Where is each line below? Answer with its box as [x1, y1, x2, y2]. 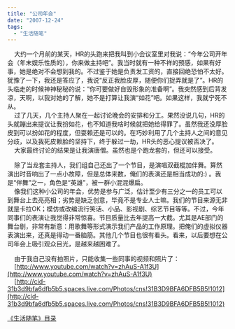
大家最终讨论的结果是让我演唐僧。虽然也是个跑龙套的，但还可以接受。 [13, 146, 217, 155]
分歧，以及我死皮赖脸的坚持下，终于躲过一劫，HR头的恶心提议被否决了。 [7, 137, 218, 146]
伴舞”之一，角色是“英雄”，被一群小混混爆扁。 [16, 178, 147, 187]
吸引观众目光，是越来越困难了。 [31, 239, 124, 248]
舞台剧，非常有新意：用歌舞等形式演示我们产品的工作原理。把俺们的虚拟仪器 [7, 222, 228, 231]
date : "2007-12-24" [7, 17, 64, 24]
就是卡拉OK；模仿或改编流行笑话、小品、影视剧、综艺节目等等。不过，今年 [7, 204, 225, 213]
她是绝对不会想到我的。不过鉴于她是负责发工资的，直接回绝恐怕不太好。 [19, 67, 228, 76]
